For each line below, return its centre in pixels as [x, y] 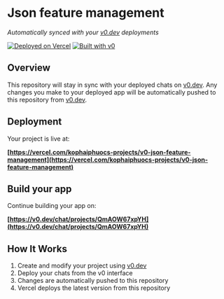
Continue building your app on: [52, 206]
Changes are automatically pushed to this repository [93, 281]
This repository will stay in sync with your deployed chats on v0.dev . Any [112, 85]
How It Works [37, 249]
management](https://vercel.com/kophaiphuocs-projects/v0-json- [108, 160]
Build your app [40, 189]
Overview [29, 68]
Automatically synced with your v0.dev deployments [83, 32]
